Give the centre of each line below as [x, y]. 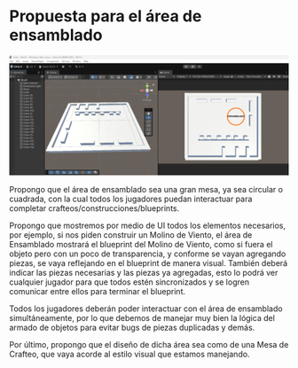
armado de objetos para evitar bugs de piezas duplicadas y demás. [132, 328]
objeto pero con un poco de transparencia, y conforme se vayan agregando [148, 254]
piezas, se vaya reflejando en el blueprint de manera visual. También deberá [149, 263]
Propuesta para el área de [106, 16]
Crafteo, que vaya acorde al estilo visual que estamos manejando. [129, 354]
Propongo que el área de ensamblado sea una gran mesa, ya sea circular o [146, 190]
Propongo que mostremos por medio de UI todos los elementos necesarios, [148, 226]
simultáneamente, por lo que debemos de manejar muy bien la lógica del [142, 318]
